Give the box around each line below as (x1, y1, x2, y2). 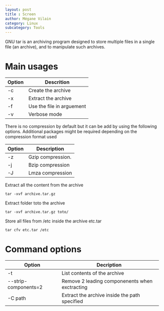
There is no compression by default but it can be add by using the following (5, 123, 157, 130)
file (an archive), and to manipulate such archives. (5, 44, 105, 50)
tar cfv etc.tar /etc (5, 228, 49, 233)
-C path (7, 295, 26, 301)
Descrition (44, 79, 70, 86)
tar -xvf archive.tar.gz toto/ (5, 210, 69, 215)
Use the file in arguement (28, 103, 86, 110)
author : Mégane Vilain (5, 16, 51, 21)
